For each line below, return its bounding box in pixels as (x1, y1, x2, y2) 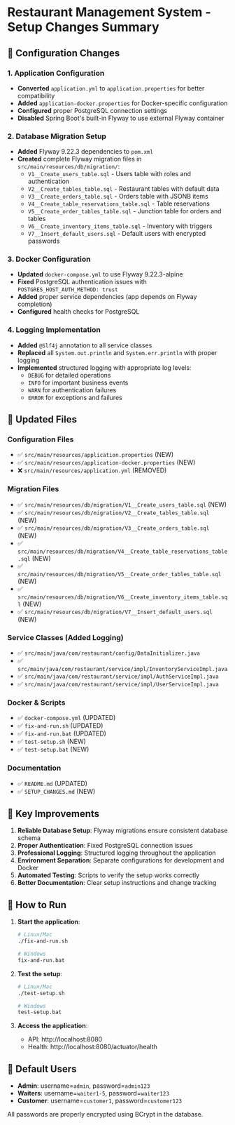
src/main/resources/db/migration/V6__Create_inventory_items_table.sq (17, 594, 228, 601)
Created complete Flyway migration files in (17, 155, 142, 164)
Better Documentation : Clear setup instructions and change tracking (17, 879, 217, 887)
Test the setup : (17, 969, 63, 978)
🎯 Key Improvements (7, 808, 100, 820)
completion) (17, 300, 52, 309)
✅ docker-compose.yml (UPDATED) (17, 714, 116, 722)
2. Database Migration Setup (7, 131, 107, 141)
